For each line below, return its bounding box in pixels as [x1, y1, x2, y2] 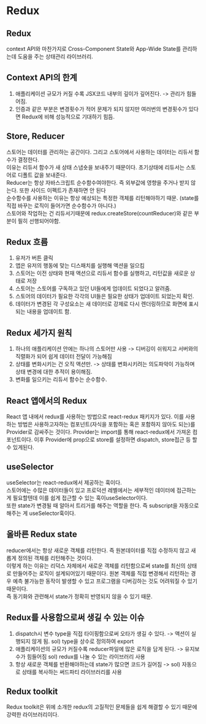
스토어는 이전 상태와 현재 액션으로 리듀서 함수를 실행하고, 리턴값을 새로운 [15, 269, 189, 277]
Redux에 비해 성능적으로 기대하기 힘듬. [21, 113, 115, 120]
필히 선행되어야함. [17, 217, 61, 225]
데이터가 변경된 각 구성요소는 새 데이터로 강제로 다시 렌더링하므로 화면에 [15, 300, 188, 307]
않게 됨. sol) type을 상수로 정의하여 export [31, 637, 134, 645]
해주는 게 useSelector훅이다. [6, 509, 76, 517]
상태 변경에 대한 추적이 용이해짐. [15, 368, 93, 375]
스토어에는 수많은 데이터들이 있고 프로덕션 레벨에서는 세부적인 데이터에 [6, 486, 175, 494]
